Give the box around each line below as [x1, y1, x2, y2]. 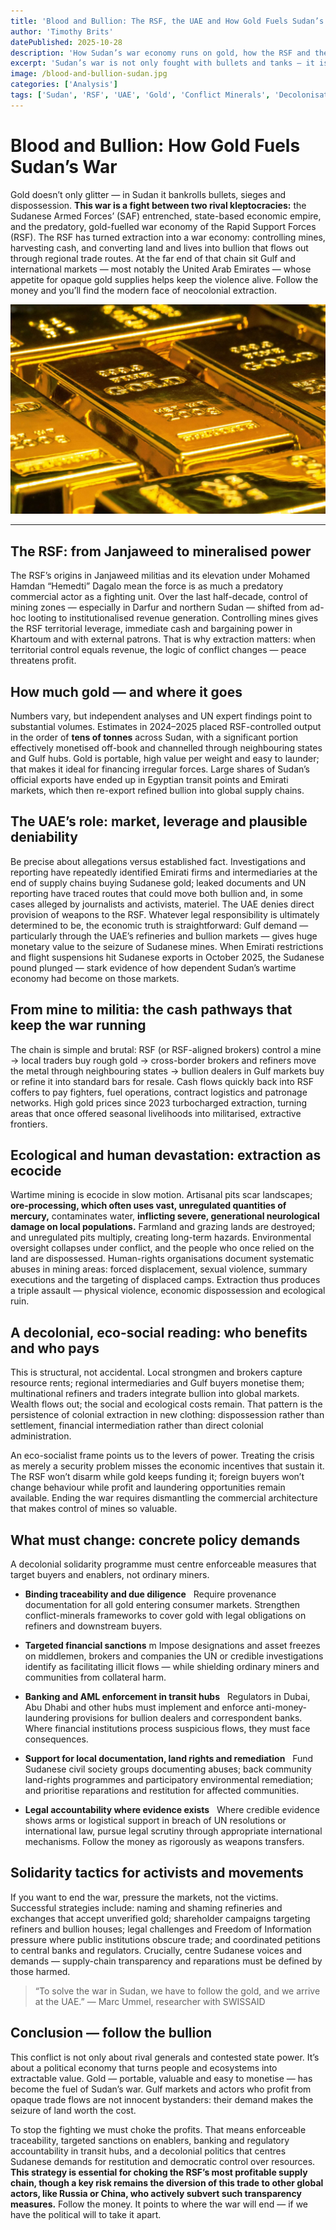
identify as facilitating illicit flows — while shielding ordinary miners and [24, 1661, 320, 1673]
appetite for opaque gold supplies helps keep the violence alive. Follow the [10, 273, 319, 285]
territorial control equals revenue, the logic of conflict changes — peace [10, 644, 307, 656]
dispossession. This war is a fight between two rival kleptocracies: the [10, 199, 307, 211]
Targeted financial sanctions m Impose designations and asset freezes [24, 1640, 321, 1652]
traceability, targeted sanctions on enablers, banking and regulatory [10, 2134, 290, 2146]
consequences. [24, 1733, 89, 1745]
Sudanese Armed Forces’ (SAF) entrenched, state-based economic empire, [10, 210, 322, 222]
